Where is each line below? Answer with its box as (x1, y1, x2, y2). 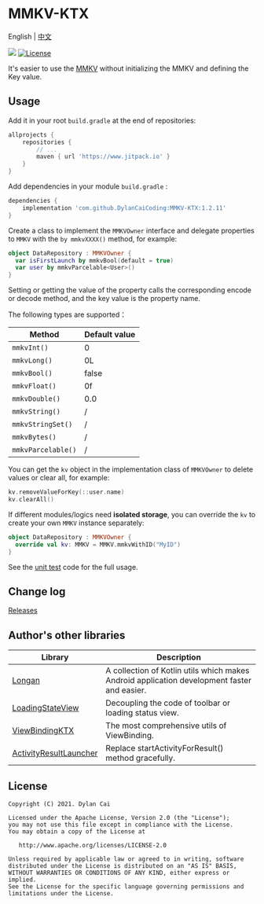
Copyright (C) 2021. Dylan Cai (8, 799, 111, 808)
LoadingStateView (12, 703, 79, 714)
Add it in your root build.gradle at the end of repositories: (8, 116, 196, 125)
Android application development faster (105, 675, 251, 686)
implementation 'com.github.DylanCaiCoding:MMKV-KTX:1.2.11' (22, 204, 226, 212)
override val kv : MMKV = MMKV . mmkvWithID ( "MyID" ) (15, 540, 181, 549)
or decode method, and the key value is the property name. (8, 294, 200, 303)
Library (41, 652, 69, 663)
